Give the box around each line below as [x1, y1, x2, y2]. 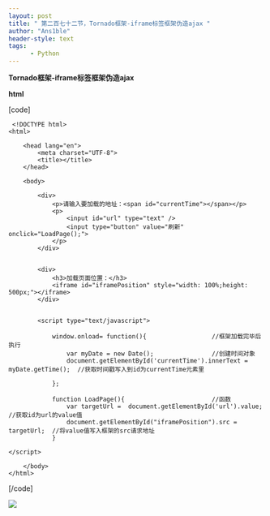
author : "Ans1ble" [8, 27, 71, 35]
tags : [8, 42, 27, 50]
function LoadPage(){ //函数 [51, 395, 231, 403]
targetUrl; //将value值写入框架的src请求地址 [8, 427, 156, 435]
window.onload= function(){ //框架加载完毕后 [51, 333, 262, 341]
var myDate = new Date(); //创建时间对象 [66, 350, 255, 358]
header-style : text [8, 34, 75, 43]
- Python [29, 49, 60, 58]
